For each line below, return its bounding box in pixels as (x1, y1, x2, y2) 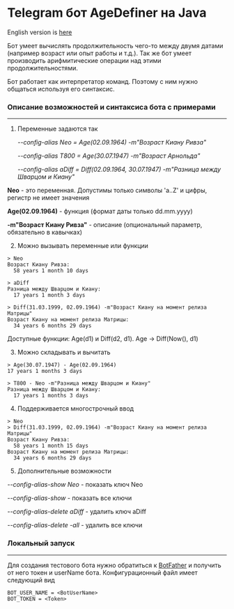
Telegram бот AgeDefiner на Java (7, 5, 207, 21)
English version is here (7, 28, 72, 36)
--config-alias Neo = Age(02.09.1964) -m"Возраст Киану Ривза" (17, 138, 207, 147)
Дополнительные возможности (17, 467, 111, 476)
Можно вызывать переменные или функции (17, 242, 148, 250)
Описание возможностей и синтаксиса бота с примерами (7, 102, 216, 112)
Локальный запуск (7, 538, 75, 548)
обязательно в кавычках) (7, 228, 82, 237)
